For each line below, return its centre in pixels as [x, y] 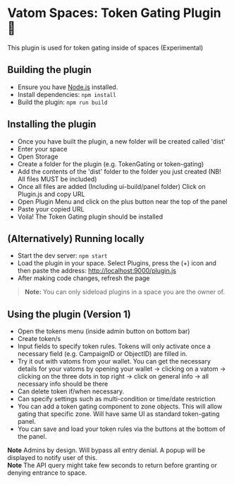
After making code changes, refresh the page [84, 278]
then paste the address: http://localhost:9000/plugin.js [97, 271]
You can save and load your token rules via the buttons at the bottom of [121, 429]
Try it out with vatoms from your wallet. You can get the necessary [114, 362]
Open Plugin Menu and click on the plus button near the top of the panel [122, 201]
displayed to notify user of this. [52, 458]
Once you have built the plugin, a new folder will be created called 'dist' [121, 141]
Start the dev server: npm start [62, 255]
